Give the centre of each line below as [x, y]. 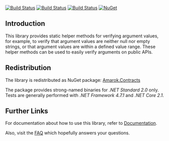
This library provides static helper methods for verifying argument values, [82, 36]
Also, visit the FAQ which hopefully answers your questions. [68, 133]
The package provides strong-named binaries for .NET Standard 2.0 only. [82, 90]
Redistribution [28, 68]
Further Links [27, 111]
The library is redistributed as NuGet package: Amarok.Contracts [73, 80]
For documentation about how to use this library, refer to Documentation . [81, 123]
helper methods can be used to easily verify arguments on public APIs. [79, 52]
